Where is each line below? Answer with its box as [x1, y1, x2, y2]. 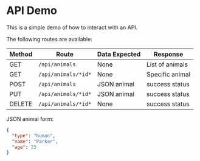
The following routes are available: [6, 35, 92, 43]
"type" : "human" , [12, 132, 56, 139]
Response [153, 50, 184, 58]
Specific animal [147, 70, 190, 78]
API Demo [6, 4, 58, 18]
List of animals [147, 60, 188, 69]
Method [9, 50, 33, 58]
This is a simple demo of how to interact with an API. [6, 24, 138, 31]
